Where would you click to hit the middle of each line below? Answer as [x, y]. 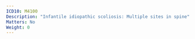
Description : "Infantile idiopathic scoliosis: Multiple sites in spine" [98, 17]
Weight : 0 [18, 27]
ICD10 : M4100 [22, 11]
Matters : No [20, 22]
